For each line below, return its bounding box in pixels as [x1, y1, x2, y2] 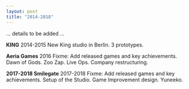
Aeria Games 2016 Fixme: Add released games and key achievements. [6, 52, 177, 59]
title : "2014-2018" [6, 14, 54, 20]
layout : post [6, 8, 38, 15]
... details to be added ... [6, 30, 65, 37]
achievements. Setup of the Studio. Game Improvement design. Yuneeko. [6, 76, 184, 83]
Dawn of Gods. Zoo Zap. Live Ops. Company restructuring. [6, 59, 148, 66]
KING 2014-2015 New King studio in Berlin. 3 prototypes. [6, 41, 144, 48]
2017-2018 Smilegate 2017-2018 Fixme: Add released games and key [6, 70, 175, 77]
